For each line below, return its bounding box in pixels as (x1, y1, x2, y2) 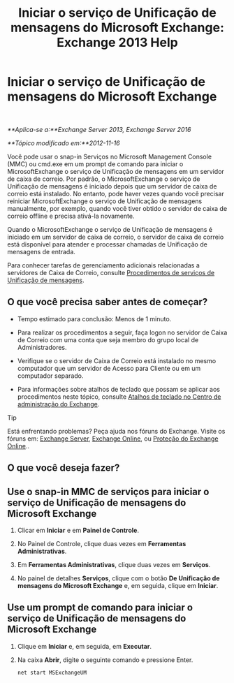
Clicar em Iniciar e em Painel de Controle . (17, 526, 140, 534)
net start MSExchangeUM (17, 669, 87, 676)
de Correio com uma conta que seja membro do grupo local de (17, 335, 199, 344)
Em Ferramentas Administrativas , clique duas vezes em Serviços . (17, 560, 211, 568)
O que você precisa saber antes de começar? (7, 296, 208, 308)
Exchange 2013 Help (57, 35, 178, 50)
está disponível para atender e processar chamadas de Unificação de (7, 240, 207, 249)
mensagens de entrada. (7, 247, 75, 256)
